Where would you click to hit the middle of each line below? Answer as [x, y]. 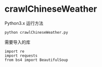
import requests [21, 56]
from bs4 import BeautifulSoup [36, 60]
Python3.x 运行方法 [24, 23]
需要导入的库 [17, 42]
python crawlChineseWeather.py [36, 32]
